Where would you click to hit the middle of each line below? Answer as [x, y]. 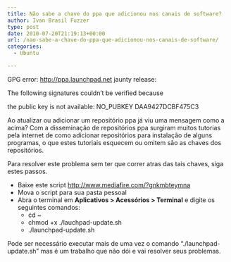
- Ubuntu [26, 54]
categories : [25, 46]
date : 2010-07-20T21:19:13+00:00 [56, 33]
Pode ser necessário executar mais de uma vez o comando [93, 243]
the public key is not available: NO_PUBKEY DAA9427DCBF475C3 [103, 106]
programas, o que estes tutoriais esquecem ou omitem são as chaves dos [114, 142]
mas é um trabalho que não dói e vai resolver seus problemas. [131, 251]
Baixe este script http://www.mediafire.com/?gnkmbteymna [104, 185]
